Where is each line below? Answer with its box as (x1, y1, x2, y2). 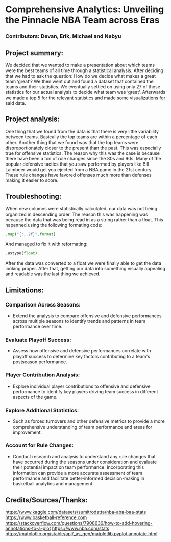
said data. (5, 100, 27, 106)
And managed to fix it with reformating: (5, 241, 88, 247)
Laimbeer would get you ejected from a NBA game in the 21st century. (5, 166, 153, 172)
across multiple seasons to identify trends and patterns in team (12, 318, 145, 324)
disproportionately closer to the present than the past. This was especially (5, 145, 161, 151)
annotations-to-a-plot (5, 525, 51, 531)
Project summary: (5, 49, 64, 57)
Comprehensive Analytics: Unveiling (5, 4, 164, 15)
